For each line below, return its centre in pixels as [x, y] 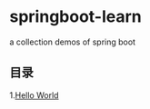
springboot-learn [76, 17]
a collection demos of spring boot [73, 42]
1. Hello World [34, 95]
